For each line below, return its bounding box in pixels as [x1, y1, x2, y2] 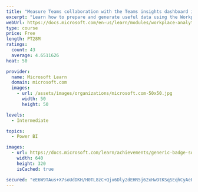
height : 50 [21, 101, 49, 107]
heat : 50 [6, 58, 28, 64]
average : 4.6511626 [11, 52, 60, 58]
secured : [6, 177, 28, 183]
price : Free [6, 31, 35, 37]
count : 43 [11, 47, 35, 53]
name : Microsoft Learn [11, 74, 67, 80]
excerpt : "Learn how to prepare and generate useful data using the [6, 14, 178, 20]
